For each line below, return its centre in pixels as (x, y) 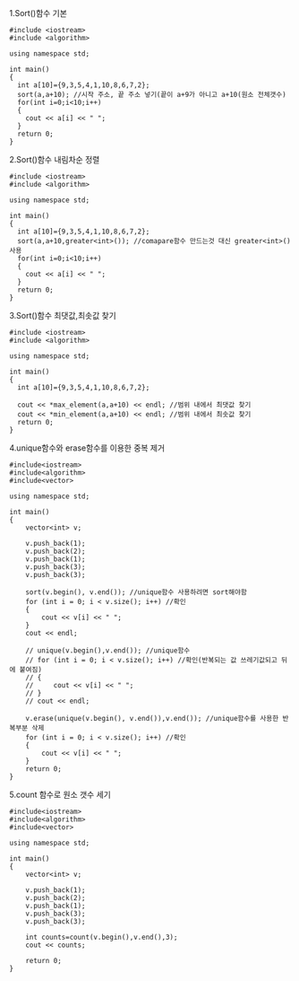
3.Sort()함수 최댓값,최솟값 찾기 (63, 315)
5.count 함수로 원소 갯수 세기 (60, 794)
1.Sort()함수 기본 (38, 13)
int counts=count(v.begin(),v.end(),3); (102, 937)
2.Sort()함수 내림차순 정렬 (55, 159)
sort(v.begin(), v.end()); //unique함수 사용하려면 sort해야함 (137, 592)
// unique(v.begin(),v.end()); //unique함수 (108, 651)
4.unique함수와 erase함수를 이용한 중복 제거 (87, 448)
